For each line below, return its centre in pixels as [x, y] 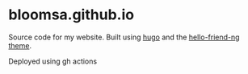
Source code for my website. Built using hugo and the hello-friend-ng [124, 37]
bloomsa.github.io [71, 15]
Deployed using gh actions [53, 61]
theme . [20, 45]
